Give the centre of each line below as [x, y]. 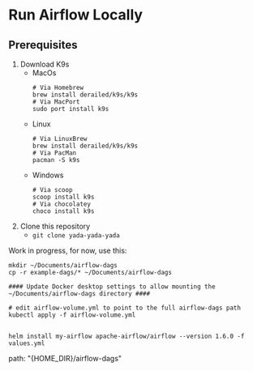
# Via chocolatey [62, 204]
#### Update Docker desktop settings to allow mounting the [112, 287]
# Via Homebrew [58, 87]
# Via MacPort [56, 102]
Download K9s [45, 64]
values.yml [27, 343]
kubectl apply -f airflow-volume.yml [72, 315]
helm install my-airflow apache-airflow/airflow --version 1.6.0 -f [126, 336]
